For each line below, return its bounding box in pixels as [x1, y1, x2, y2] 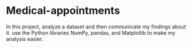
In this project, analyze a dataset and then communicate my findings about [6, 23, 186, 30]
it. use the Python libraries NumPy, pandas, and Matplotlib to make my [6, 29, 176, 36]
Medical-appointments [6, 4, 121, 17]
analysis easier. [6, 35, 43, 42]
